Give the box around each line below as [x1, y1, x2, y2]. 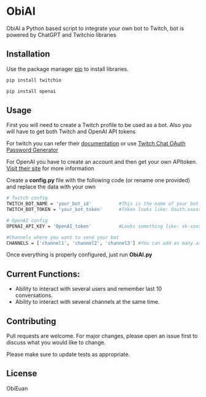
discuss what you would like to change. [6, 339, 106, 346]
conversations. [15, 291, 53, 299]
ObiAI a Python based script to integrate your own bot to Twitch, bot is [6, 25, 185, 32]
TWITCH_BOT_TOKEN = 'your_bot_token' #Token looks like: [6, 207, 169, 213]
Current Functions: [6, 269, 80, 279]
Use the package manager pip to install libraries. [6, 65, 129, 72]
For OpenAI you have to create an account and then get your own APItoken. [6, 158, 197, 166]
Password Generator [6, 146, 59, 154]
